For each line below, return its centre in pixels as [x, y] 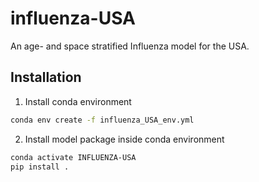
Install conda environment [78, 101]
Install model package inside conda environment [124, 139]
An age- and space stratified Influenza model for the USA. [130, 46]
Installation [46, 77]
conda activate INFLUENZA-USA [73, 157]
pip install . [40, 167]
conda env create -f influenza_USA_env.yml [102, 120]
